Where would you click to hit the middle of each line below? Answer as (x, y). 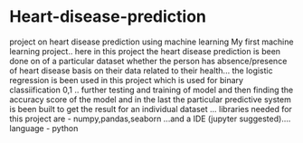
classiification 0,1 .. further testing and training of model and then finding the (151, 90)
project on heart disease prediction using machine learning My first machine (151, 42)
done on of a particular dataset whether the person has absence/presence (148, 61)
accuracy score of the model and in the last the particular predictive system (150, 99)
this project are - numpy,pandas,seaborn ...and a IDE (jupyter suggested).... (150, 119)
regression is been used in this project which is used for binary (127, 80)
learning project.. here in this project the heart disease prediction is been (145, 51)
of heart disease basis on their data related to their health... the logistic (141, 71)
